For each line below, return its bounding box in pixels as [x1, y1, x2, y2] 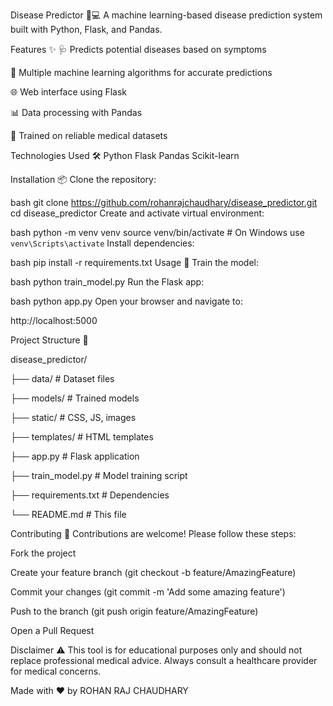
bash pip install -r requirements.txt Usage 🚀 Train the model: [10, 257, 260, 268]
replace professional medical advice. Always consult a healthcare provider [10, 655, 318, 666]
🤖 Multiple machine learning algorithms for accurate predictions [10, 67, 273, 78]
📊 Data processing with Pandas [10, 107, 143, 118]
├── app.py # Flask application [10, 450, 140, 462]
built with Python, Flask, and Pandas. [10, 24, 163, 35]
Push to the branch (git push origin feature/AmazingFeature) [10, 605, 259, 617]
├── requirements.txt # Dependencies [10, 489, 170, 501]
